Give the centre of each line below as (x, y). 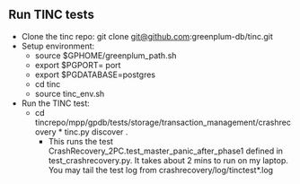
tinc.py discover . (96, 131)
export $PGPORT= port (78, 65)
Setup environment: (58, 46)
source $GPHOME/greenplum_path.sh (106, 55)
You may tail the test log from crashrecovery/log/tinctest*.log (161, 170)
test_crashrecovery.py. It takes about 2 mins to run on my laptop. (168, 160)
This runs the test (81, 141)
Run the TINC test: (56, 103)
